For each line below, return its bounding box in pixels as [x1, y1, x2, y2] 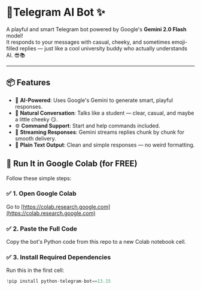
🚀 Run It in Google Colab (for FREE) [6, 159, 138, 169]
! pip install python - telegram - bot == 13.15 [6, 279, 111, 285]
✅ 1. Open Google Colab [6, 189, 77, 198]
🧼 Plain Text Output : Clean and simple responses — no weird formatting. [14, 141, 195, 148]
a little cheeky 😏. [14, 115, 58, 122]
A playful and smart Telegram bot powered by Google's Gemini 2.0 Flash [6, 25, 187, 32]
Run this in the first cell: [6, 267, 65, 274]
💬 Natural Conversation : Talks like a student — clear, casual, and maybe [14, 109, 194, 116]
